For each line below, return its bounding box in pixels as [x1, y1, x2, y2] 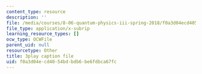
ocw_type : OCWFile [6, 36, 52, 42]
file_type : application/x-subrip [6, 25, 90, 32]
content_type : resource [6, 8, 66, 15]
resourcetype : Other [6, 48, 58, 54]
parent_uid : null [6, 42, 50, 48]
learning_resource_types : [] [6, 31, 79, 37]
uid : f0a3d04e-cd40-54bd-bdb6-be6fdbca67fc [6, 58, 117, 64]
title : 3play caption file [6, 53, 74, 59]
